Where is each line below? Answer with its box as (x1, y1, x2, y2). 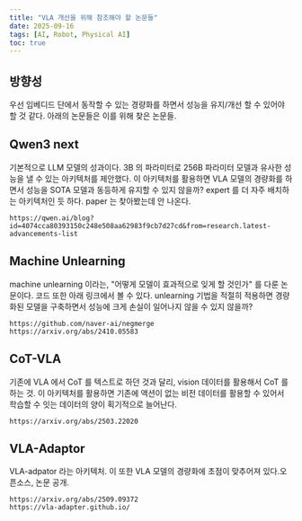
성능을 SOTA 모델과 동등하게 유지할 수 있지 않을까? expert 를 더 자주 (25, 184, 266, 195)
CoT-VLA (9, 351, 61, 366)
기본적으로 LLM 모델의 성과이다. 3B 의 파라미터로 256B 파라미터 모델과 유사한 (9, 162, 283, 172)
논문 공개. (35, 477, 70, 488)
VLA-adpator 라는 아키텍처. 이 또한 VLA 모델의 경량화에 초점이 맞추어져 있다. (9, 466, 280, 477)
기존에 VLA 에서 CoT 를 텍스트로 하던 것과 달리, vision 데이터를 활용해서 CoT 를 (9, 376, 289, 387)
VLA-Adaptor (9, 441, 85, 456)
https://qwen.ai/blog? (9, 213, 94, 223)
